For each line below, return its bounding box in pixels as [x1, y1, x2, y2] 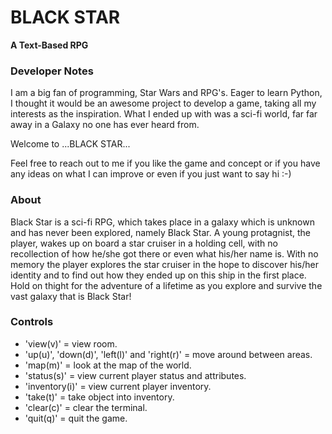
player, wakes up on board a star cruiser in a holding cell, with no [10, 237, 278, 249]
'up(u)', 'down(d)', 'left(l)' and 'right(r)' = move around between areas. [24, 348, 313, 360]
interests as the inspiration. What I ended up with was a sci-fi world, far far [10, 108, 318, 120]
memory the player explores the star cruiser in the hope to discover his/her [10, 258, 319, 270]
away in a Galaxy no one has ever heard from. [10, 119, 200, 131]
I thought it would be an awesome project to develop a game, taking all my [10, 97, 317, 110]
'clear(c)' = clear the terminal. [24, 401, 148, 413]
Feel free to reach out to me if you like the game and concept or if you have [10, 157, 321, 170]
